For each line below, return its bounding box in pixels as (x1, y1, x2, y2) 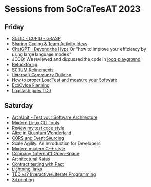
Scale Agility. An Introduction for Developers (11, 140, 101, 146)
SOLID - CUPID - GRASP (11, 36, 61, 41)
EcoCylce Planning (11, 82, 50, 88)
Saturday (4, 101, 33, 110)
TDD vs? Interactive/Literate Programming (11, 171, 96, 177)
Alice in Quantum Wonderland (11, 130, 72, 136)
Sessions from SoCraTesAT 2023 (4, 3, 141, 15)
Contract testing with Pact (11, 161, 64, 167)
